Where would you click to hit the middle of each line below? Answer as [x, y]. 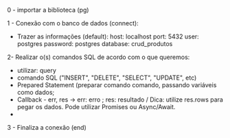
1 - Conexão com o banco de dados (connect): [73, 23]
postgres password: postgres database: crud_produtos [95, 44]
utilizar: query [37, 70]
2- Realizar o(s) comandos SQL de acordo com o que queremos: [99, 57]
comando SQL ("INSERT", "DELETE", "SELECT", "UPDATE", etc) [107, 78]
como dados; [36, 92]
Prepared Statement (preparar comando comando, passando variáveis [117, 85]
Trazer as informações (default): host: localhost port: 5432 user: [108, 36]
